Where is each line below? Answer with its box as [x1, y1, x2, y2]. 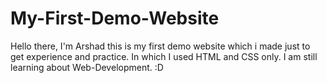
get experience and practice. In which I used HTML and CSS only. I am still [10, 50, 318, 62]
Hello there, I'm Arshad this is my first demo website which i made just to [10, 40, 311, 52]
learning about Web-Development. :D [10, 61, 164, 73]
